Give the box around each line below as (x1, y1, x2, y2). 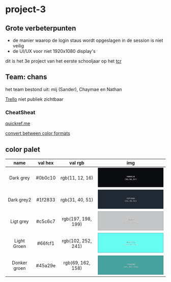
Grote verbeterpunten (5, 24, 76, 33)
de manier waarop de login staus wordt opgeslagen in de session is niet (12, 37, 163, 43)
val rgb (69, 160, 85, 166)
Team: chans (5, 73, 47, 81)
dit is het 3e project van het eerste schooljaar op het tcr (5, 58, 122, 64)
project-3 (5, 4, 46, 15)
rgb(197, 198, (62, 215, 92, 222)
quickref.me (5, 121, 31, 127)
